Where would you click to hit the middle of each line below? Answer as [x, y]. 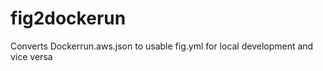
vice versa [31, 56]
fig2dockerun [68, 18]
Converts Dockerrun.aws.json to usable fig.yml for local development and [162, 46]
